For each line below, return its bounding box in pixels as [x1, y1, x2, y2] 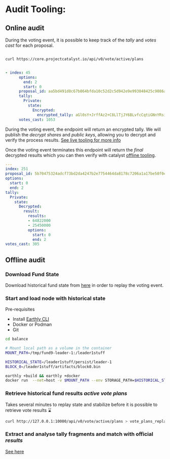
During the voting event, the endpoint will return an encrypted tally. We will [5, 126, 161, 132]
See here [5, 448, 24, 454]
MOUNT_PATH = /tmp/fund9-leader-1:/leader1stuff [5, 350, 105, 355]
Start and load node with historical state [5, 294, 106, 301]
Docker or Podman [12, 322, 52, 328]
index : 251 [5, 167, 28, 172]
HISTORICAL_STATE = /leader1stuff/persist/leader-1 [5, 360, 112, 365]
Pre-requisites [5, 307, 35, 313]
